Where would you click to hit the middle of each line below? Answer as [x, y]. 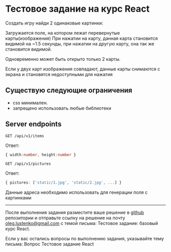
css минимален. [30, 103]
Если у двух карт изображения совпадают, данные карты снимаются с [83, 69]
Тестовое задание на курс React [78, 9]
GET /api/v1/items [25, 136]
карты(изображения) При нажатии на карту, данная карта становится [81, 38]
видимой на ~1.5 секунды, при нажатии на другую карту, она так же [80, 43]
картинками [18, 198]
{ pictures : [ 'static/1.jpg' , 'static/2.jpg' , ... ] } [64, 183]
